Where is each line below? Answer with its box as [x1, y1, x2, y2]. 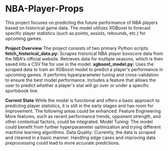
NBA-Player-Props [5, 3, 84, 14]
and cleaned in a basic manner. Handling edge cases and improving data [5, 134, 156, 140]
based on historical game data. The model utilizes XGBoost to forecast [5, 24, 151, 30]
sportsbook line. [5, 87, 39, 93]
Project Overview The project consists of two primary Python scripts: [5, 45, 149, 51]
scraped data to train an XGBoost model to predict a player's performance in [5, 66, 163, 72]
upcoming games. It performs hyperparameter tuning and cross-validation [5, 71, 159, 77]
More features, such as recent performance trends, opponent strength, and [5, 113, 161, 119]
